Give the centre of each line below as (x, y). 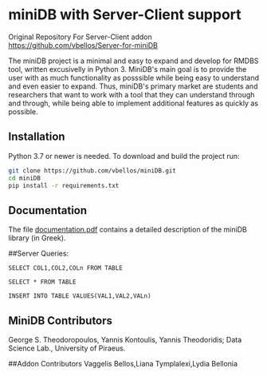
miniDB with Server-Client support (125, 15)
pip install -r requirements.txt (64, 185)
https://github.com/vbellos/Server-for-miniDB (83, 45)
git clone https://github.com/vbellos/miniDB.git (92, 170)
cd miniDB (25, 178)
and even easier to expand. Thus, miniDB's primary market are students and (133, 86)
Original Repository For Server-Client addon (80, 37)
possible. (23, 111)
